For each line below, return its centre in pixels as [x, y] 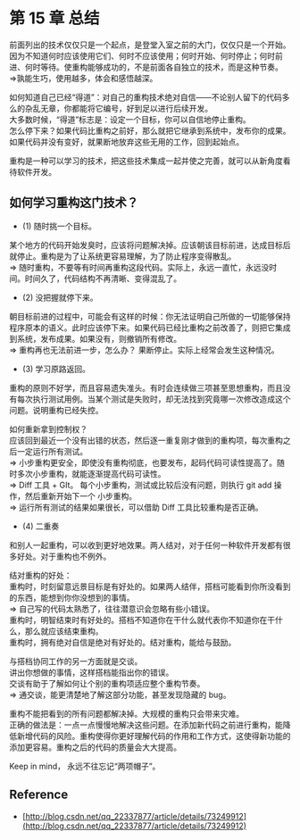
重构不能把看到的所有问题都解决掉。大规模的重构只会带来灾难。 [126, 713]
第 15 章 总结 [54, 18]
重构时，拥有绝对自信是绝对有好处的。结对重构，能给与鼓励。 [123, 642]
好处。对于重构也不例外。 [64, 556]
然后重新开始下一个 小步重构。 [80, 495]
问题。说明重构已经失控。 [56, 410]
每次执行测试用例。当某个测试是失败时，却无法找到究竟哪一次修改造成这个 [154, 399]
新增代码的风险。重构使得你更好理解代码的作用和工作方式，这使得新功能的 [154, 736]
